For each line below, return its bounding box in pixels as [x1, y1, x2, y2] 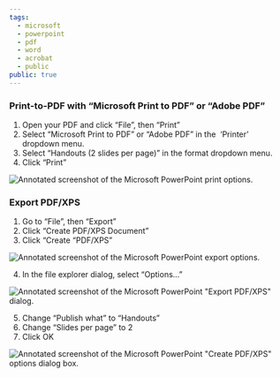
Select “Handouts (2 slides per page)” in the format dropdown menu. [21, 147, 273, 159]
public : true [9, 71, 57, 79]
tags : [9, 12, 29, 22]
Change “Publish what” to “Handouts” [21, 313, 161, 323]
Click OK [21, 332, 55, 343]
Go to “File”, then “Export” [21, 216, 117, 227]
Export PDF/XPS [9, 196, 81, 208]
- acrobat [17, 54, 53, 63]
